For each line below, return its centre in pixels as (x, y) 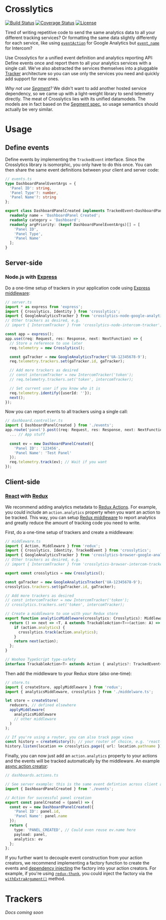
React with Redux (27, 496)
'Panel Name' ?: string (33, 197)
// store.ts (17, 682)
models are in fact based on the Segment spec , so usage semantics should (82, 104)
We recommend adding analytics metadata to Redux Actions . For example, (81, 507)
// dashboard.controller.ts (34, 421)
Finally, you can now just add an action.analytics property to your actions (81, 756)
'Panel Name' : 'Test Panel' (43, 453)
